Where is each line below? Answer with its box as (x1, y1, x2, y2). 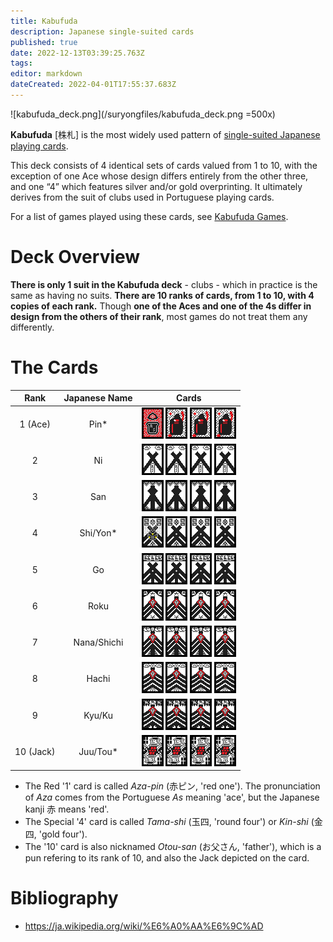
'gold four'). (38, 828, 88, 840)
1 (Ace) (19, 418, 51, 430)
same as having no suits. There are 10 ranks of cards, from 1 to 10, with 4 (10, 289, 315, 301)
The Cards (10, 356, 99, 379)
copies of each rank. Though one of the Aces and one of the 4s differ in (10, 300, 312, 312)
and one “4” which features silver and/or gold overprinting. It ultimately (10, 180, 303, 192)
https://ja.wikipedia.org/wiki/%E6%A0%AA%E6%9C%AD (24, 920, 264, 932)
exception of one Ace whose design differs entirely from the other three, (10, 170, 309, 182)
